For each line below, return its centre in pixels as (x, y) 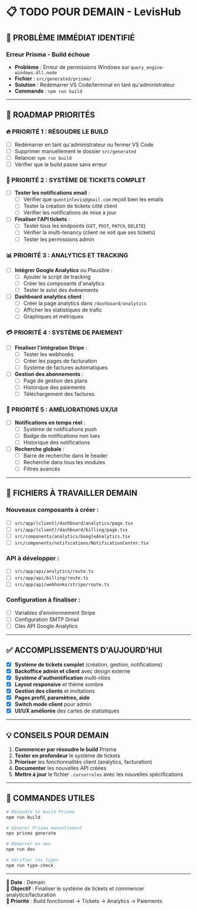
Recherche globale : (39, 449)
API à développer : (33, 558)
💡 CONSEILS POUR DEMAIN (57, 735)
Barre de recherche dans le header (65, 455)
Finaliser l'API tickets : (42, 219)
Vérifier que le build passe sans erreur (61, 164)
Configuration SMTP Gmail (47, 619)
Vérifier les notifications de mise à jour (70, 213)
